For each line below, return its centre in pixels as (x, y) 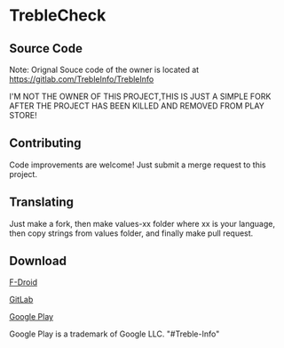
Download (38, 261)
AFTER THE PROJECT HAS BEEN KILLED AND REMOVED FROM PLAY (137, 106)
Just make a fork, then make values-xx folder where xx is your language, (142, 223)
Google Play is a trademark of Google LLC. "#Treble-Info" (114, 334)
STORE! (23, 115)
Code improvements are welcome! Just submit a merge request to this (138, 165)
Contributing (45, 143)
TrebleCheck (58, 16)
